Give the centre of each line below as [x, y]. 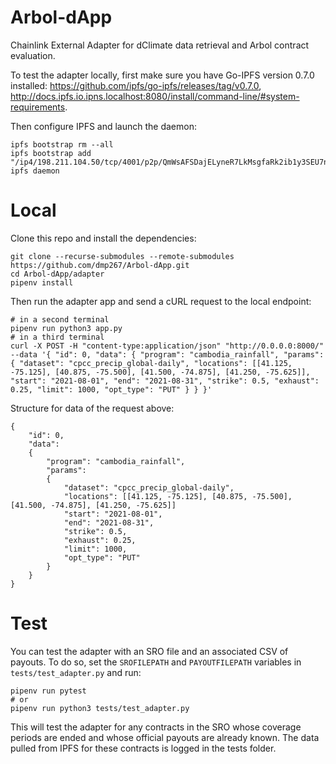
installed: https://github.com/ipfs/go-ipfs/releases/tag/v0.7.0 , [136, 85]
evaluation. [33, 55]
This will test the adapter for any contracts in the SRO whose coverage [156, 727]
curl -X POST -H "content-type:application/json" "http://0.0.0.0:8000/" [167, 346]
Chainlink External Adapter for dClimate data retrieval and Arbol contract [160, 45]
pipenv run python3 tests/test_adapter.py [100, 708]
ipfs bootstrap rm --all [62, 144]
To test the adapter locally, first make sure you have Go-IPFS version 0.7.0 [162, 75]
